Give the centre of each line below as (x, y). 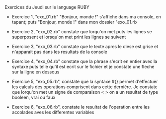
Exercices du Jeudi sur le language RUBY (47, 7)
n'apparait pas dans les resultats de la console (59, 52)
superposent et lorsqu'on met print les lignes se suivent (69, 37)
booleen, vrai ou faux (34, 97)
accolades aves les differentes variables (53, 112)
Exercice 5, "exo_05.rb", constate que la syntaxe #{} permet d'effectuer (85, 82)
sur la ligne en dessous (36, 72)
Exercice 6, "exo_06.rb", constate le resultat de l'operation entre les (81, 107)
